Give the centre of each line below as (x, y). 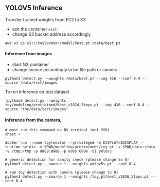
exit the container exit (35, 29)
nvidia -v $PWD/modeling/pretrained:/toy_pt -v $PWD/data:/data (89, 147)
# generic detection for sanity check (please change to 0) (67, 160)
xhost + (13, 134)
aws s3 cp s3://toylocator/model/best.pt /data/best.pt (63, 43)
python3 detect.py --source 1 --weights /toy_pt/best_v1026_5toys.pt (77, 177)
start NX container (31, 64)
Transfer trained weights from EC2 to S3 (45, 19)
